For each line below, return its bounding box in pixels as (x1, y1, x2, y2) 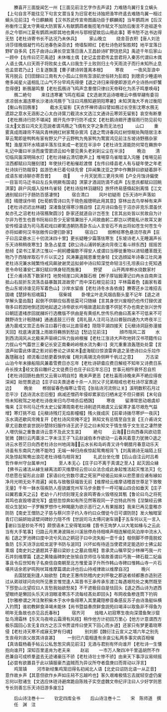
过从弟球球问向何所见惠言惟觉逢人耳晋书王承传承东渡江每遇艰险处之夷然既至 (5, 579, 162, 584)
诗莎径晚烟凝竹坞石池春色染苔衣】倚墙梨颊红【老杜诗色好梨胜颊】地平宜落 (5, 42, 158, 47)
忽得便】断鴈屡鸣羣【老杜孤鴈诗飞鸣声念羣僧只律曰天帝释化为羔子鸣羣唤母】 (5, 85, 162, 91)
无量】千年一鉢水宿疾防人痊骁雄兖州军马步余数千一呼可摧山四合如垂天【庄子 (5, 485, 162, 491)
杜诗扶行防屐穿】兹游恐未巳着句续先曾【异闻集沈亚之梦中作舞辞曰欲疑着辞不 (5, 167, 162, 172)
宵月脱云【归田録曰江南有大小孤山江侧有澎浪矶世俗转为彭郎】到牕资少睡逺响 (5, 73, 162, 79)
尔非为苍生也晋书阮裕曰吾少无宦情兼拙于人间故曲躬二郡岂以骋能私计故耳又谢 (5, 217, 162, 222)
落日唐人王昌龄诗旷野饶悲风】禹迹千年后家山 (70, 48, 162, 54)
